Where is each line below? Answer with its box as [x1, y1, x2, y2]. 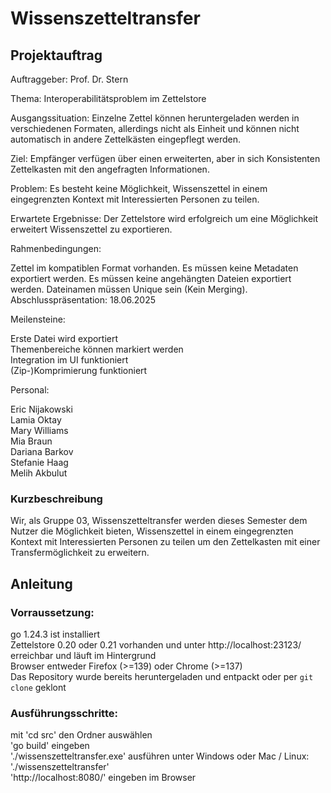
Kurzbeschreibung [10, 492, 103, 506]
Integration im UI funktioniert [10, 354, 129, 366]
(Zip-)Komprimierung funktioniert [10, 365, 148, 376]
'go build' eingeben [10, 740, 90, 752]
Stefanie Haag [10, 457, 69, 468]
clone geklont [10, 681, 67, 693]
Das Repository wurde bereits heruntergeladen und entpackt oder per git [10, 670, 314, 682]
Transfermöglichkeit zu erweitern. [10, 547, 150, 559]
